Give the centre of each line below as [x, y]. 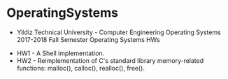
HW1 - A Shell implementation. [60, 53]
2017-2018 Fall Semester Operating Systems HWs [88, 39]
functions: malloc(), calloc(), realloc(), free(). [80, 68]
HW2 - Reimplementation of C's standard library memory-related [110, 60]
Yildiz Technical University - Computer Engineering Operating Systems [119, 32]
